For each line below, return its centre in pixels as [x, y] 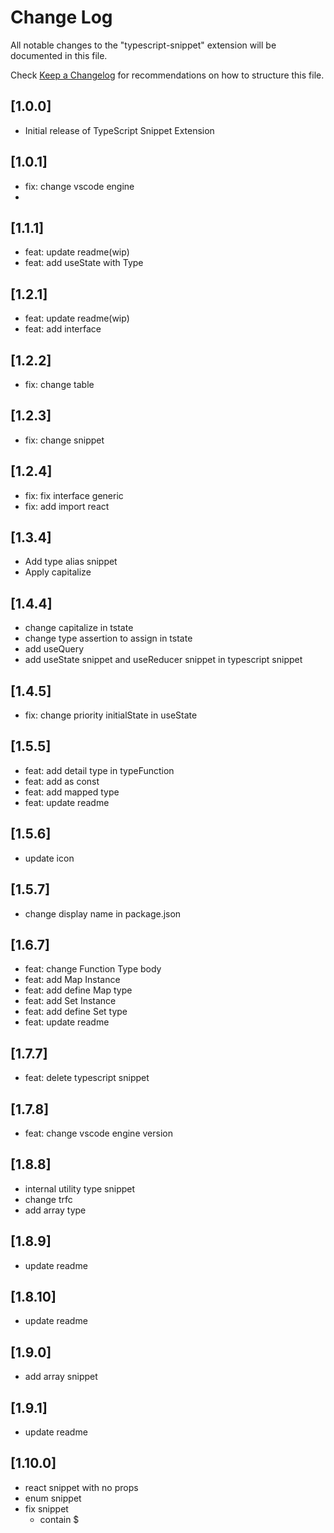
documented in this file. [59, 55]
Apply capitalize [58, 572]
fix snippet [46, 1508]
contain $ [59, 1519]
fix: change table [59, 384]
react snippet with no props [81, 1487]
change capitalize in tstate [79, 628]
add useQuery [54, 649]
